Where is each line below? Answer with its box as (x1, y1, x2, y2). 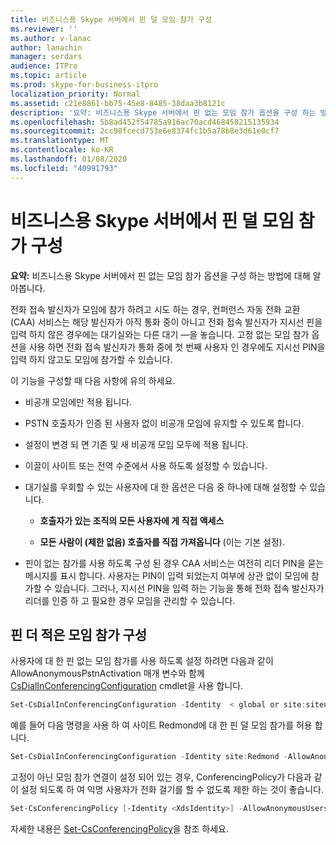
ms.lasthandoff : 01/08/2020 (10, 154, 128, 164)
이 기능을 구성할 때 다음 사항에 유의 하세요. (10, 374, 176, 386)
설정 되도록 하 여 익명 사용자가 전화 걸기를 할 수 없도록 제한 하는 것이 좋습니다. (20, 784, 325, 796)
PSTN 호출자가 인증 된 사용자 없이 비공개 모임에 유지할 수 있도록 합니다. (24, 417, 305, 429)
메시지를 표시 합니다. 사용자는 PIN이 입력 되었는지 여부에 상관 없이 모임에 (24, 569, 309, 581)
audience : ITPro (10, 61, 78, 71)
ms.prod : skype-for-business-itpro (10, 80, 159, 90)
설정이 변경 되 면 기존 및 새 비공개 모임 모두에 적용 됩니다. (24, 438, 249, 450)
